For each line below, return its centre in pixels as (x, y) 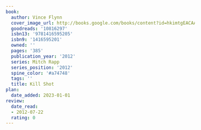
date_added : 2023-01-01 (40, 95)
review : (15, 101)
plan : (12, 90)
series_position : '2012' (42, 67)
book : (12, 12)
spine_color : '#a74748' (40, 73)
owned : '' (23, 46)
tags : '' (22, 78)
